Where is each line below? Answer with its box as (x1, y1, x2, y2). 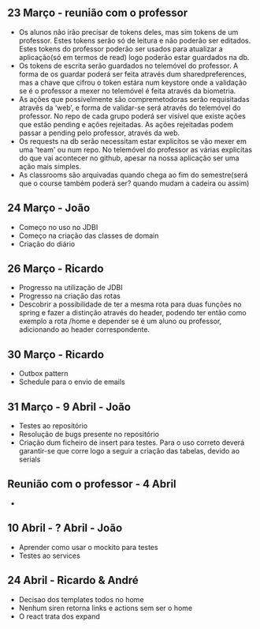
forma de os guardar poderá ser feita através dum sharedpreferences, (18, 69, 247, 78)
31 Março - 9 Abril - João (7, 400, 132, 413)
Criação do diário (18, 239, 76, 248)
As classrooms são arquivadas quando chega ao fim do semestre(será (18, 170, 248, 179)
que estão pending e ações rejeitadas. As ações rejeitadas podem (18, 119, 234, 129)
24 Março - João (7, 202, 91, 215)
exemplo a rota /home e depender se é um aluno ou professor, (18, 316, 222, 326)
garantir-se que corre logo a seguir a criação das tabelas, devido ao (18, 446, 240, 456)
